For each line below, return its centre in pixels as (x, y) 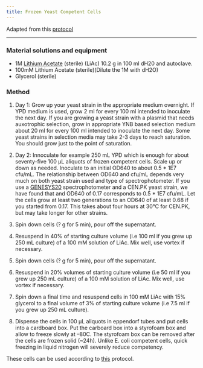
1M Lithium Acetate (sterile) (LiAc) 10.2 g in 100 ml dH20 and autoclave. (104, 63)
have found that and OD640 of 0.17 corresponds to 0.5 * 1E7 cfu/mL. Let (105, 194)
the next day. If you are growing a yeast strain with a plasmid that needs (105, 118)
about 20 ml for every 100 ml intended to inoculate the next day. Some (102, 131)
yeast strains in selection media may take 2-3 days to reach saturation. (103, 137)
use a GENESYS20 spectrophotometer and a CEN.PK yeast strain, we (101, 187)
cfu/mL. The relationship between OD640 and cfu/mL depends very (99, 174)
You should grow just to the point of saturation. (73, 144)
